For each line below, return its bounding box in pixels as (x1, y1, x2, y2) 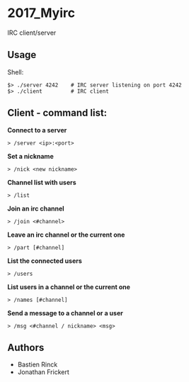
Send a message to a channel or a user (7, 308, 124, 317)
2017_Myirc (7, 5, 76, 21)
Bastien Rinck (17, 360, 58, 369)
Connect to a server (7, 125, 67, 134)
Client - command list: (7, 107, 108, 119)
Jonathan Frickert (17, 368, 69, 376)
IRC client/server (7, 28, 57, 37)
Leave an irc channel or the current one (7, 230, 125, 239)
